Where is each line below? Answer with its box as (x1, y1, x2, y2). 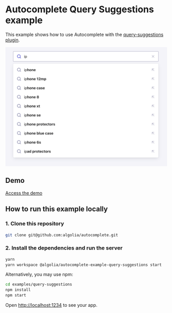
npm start (5, 293, 27, 298)
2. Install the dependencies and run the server (5, 244, 123, 252)
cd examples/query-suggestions (5, 282, 72, 287)
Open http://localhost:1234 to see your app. (5, 302, 98, 308)
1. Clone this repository (5, 220, 64, 227)
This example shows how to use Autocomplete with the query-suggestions (5, 31, 164, 37)
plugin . (5, 37, 20, 43)
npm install (5, 287, 31, 293)
